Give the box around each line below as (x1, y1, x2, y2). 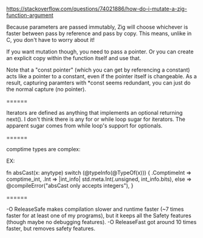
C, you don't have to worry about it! (6, 36, 95, 43)
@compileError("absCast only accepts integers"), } (6, 182, 134, 189)
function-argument (6, 12, 53, 19)
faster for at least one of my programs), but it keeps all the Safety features (6, 212, 192, 219)
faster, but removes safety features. (6, 225, 96, 232)
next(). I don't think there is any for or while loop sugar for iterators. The (6, 115, 186, 123)
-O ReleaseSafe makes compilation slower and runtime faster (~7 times (6, 206, 184, 212)
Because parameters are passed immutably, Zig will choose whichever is (6, 24, 188, 30)
